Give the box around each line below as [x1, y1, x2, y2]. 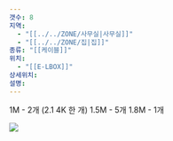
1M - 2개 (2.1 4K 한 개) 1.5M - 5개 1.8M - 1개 [9, 104, 164, 115]
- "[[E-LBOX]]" [17, 63, 74, 72]
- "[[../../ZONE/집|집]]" [17, 37, 109, 47]
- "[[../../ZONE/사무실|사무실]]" [17, 29, 134, 38]
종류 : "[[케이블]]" [9, 46, 73, 55]
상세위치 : [9, 71, 38, 80]
